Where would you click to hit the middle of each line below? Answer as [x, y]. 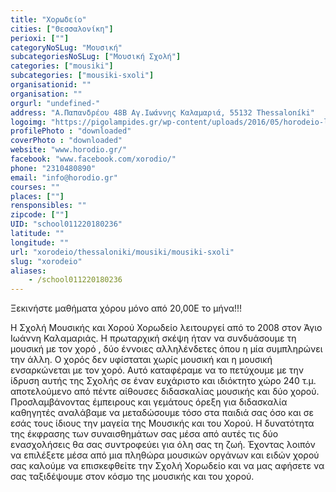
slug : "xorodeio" [46, 261]
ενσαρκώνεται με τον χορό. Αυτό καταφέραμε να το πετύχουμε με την [157, 370]
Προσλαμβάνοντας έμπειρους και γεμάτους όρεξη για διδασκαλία [149, 402]
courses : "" [35, 187]
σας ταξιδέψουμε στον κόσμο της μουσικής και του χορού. [132, 477]
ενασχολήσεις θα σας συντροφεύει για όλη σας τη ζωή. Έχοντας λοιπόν [163, 445]
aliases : [28, 271]
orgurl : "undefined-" [55, 103]
